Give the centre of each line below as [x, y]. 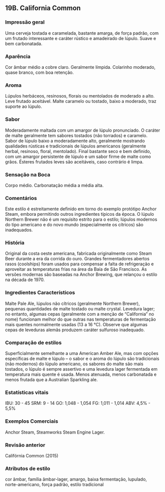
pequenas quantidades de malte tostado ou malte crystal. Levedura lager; [80, 308]
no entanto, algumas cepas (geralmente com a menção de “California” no [80, 314]
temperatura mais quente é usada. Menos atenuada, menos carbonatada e [81, 374]
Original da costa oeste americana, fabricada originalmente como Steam [79, 253]
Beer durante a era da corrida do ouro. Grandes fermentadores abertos [77, 259]
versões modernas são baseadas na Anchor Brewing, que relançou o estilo [81, 275]
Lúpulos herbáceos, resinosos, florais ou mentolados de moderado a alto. [80, 96]
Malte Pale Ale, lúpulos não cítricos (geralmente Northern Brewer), [73, 303]
